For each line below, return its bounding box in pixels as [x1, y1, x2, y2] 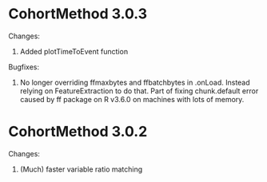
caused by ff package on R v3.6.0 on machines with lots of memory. [19, 94, 245, 104]
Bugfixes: [8, 61, 40, 72]
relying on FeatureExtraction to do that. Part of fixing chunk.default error [19, 85, 259, 96]
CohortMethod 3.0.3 [8, 5, 148, 23]
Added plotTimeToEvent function [19, 46, 129, 56]
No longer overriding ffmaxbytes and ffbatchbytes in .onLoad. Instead [19, 77, 250, 87]
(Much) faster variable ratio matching [19, 164, 143, 174]
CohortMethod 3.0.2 [8, 123, 148, 140]
